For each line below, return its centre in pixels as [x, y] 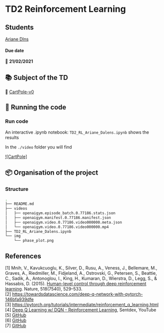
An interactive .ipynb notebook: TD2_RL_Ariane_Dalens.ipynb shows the [77, 132]
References [23, 256]
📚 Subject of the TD [37, 77]
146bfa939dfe [19, 299]
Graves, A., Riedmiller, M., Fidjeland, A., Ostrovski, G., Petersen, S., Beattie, [81, 273]
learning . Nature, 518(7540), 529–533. [44, 289]
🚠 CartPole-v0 [20, 92]
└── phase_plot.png [34, 241]
